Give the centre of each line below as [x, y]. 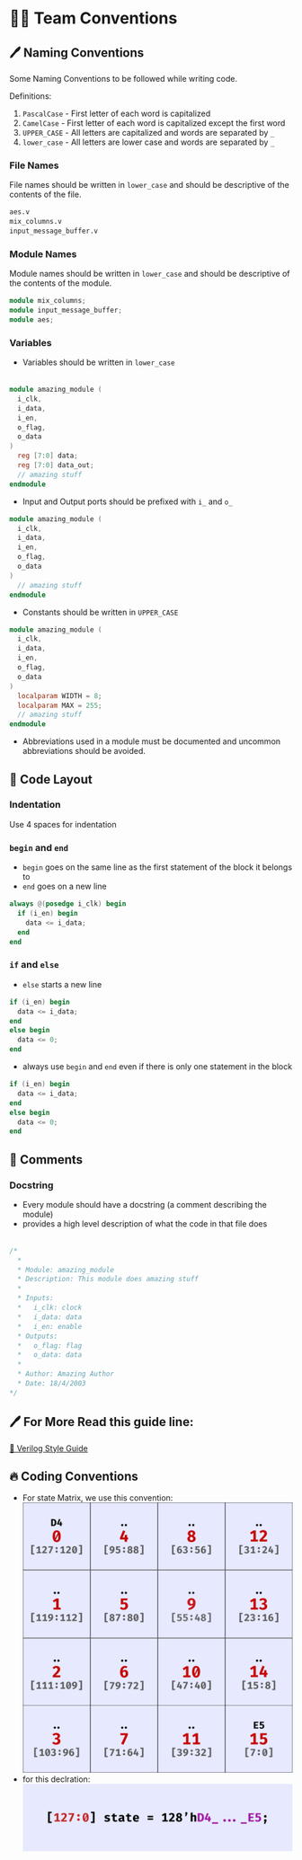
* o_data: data [50, 1355]
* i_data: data [50, 1317]
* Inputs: [36, 1298]
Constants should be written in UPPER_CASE [100, 612]
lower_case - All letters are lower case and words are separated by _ [148, 142]
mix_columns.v [36, 222]
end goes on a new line [64, 886]
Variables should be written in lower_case [98, 362]
